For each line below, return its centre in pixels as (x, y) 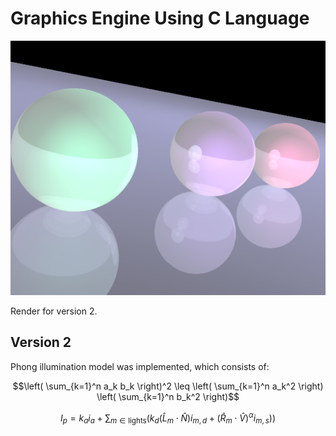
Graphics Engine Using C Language (160, 18)
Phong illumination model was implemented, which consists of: (140, 366)
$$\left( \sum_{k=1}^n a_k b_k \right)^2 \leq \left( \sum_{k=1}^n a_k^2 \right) (168, 386)
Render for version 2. (54, 311)
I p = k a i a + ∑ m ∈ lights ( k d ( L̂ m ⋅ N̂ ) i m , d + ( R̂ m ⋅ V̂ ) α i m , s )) (168, 418)
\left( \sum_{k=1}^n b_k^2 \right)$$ (168, 396)
